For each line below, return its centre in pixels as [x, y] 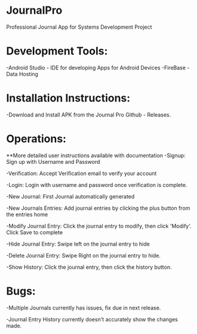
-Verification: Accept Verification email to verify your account [81, 173]
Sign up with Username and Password [53, 161]
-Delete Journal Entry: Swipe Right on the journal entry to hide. [84, 255]
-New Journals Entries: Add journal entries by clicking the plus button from [98, 208]
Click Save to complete [35, 232]
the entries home [27, 214]
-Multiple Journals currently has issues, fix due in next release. [84, 308]
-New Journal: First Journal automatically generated [70, 196]
